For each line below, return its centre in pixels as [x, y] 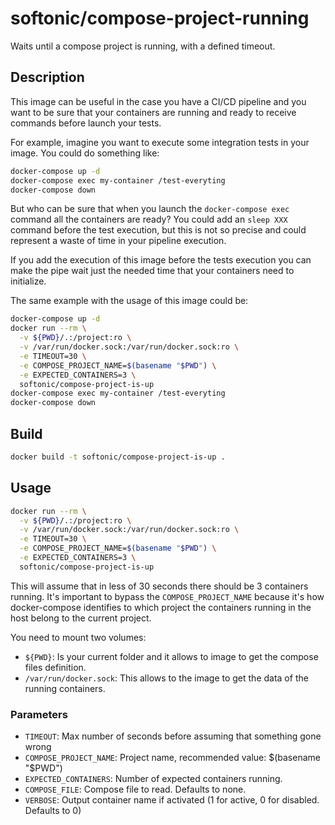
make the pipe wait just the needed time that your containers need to [152, 271]
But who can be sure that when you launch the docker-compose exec [150, 209]
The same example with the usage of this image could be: [129, 301]
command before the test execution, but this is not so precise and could [158, 230]
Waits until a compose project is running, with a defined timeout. [143, 46]
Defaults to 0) [53, 811]
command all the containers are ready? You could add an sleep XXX [149, 219]
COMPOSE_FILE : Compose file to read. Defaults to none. [135, 789]
